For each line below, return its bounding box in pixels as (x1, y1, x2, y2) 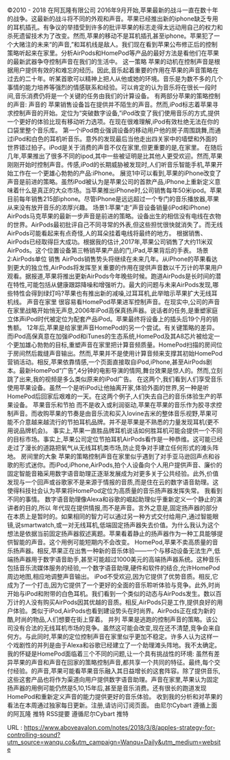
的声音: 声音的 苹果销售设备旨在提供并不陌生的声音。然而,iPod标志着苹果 (7, 100, 213, 108)
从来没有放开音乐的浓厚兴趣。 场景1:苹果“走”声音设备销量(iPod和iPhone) (7, 203, 211, 211)
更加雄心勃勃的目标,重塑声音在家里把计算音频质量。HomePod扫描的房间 (12, 341, 217, 349)
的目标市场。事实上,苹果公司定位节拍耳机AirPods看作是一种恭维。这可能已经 (7, 435, 223, 443)
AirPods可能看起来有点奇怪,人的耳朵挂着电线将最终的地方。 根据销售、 (7, 229, 207, 237)
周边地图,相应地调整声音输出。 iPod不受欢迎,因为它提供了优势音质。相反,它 (7, 573, 219, 580)
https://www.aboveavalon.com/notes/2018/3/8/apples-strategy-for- (23, 724, 216, 731)
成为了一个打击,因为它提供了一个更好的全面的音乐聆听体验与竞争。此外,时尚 (7, 581, 221, 589)
